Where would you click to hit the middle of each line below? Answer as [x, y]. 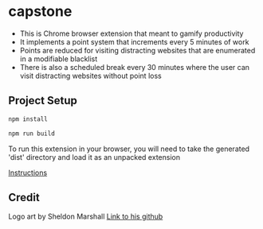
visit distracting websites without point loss [90, 76]
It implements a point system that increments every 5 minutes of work [134, 41]
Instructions [28, 173]
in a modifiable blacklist [59, 59]
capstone [40, 12]
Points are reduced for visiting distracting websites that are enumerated [137, 50]
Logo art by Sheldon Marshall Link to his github [86, 216]
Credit [24, 197]
